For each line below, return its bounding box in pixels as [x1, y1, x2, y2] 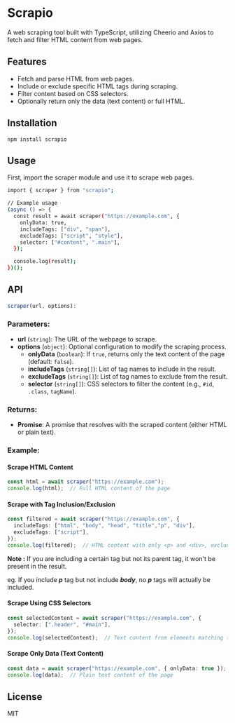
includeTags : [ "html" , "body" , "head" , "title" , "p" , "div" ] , [13, 522, 196, 529]
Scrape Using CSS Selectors [7, 599, 92, 607]
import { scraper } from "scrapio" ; [7, 187, 114, 194]
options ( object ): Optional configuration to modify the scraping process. [17, 342, 227, 351]
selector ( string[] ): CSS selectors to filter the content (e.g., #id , [27, 379, 215, 388]
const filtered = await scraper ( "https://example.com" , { [7, 515, 180, 523]
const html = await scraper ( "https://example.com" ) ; [7, 478, 164, 485]
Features [7, 56, 47, 68]
